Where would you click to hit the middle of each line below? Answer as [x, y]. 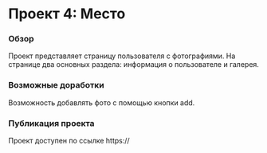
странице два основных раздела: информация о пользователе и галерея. [133, 65]
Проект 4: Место [67, 14]
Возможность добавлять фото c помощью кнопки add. [102, 102]
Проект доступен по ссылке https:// [69, 141]
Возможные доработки [57, 85]
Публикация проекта [51, 123]
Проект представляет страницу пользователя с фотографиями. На [122, 56]
